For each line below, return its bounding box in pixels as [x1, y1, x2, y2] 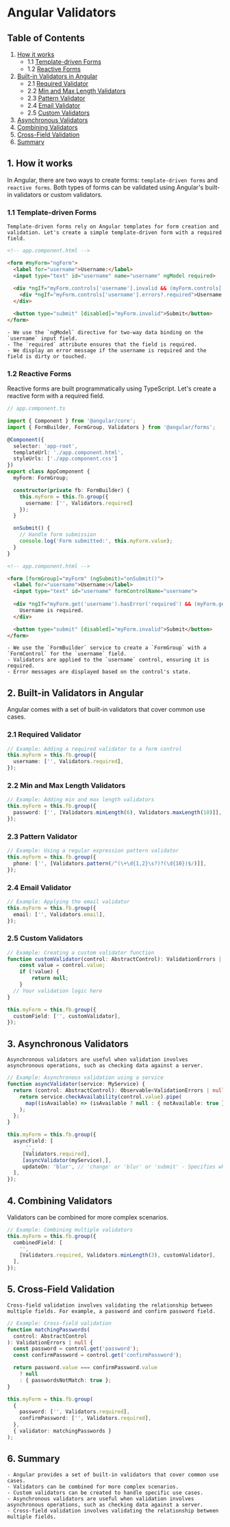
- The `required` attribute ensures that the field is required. [7, 341, 197, 348]
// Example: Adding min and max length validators [7, 796, 155, 804]
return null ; [31, 975, 69, 982]
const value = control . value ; [19, 962, 106, 969]
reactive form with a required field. [7, 392, 105, 400]
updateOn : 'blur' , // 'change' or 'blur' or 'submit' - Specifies [22, 1163, 216, 1170]
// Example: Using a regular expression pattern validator [7, 848, 179, 854]
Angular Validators [7, 5, 116, 21]
